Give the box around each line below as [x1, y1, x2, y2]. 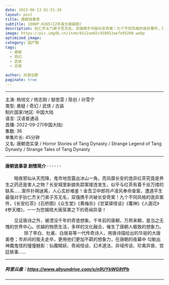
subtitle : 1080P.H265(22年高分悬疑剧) [5, 21, 82, 27]
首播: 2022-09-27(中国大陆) [5, 121, 63, 127]
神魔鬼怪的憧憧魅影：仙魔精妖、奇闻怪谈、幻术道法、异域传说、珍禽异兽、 [5, 243, 159, 249]
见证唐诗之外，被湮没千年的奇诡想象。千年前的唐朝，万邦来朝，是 [14, 218, 151, 224]
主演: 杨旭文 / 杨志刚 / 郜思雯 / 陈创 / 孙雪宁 [5, 96, 95, 102]
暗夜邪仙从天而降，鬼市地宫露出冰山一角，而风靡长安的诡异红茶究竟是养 [14, 175, 164, 181]
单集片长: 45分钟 [5, 134, 40, 140]
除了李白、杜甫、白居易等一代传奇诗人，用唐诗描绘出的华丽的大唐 [24, 230, 161, 236]
